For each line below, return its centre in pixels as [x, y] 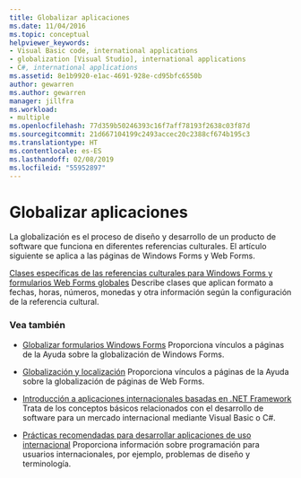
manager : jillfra [42, 101]
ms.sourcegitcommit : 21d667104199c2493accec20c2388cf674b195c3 [130, 135]
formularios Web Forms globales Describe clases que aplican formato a [141, 282]
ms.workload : [34, 109]
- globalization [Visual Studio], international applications [128, 59]
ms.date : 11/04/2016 [48, 26]
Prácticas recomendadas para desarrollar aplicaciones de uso [137, 435]
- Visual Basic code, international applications [104, 51]
